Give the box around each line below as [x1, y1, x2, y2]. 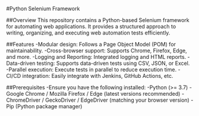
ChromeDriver [6, 96, 41, 104]
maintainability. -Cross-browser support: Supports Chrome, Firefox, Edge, [6, 47, 187, 54]
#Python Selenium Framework [6, 5, 80, 12]
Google [6, 90, 24, 97]
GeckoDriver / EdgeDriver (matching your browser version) [45, 96, 190, 104]
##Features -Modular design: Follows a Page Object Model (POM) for [6, 41, 176, 48]
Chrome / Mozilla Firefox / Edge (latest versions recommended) [25, 90, 181, 97]
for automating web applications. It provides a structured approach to [6, 23, 176, 30]
